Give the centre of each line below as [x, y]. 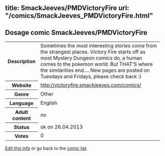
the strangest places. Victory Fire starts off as [93, 52]
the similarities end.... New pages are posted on [95, 70]
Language [22, 103]
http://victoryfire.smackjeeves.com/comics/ [91, 85]
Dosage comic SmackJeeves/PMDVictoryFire [76, 32]
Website [22, 85]
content [21, 118]
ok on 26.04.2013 [61, 126]
